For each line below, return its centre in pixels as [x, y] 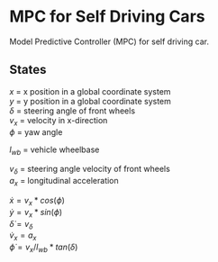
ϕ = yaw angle [36, 131]
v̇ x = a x [23, 236]
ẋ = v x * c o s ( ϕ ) [37, 201]
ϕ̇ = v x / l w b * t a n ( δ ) [44, 248]
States [28, 70]
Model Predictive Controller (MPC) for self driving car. [109, 41]
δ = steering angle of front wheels [73, 111]
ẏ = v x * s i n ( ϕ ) [36, 213]
